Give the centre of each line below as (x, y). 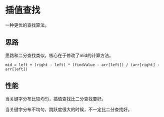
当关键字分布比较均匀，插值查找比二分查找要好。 (55, 98)
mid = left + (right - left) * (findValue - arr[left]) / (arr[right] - (82, 65)
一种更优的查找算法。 (27, 25)
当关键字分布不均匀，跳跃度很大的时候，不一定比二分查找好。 (69, 109)
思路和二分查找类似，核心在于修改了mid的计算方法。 (59, 55)
